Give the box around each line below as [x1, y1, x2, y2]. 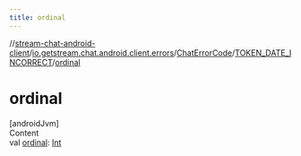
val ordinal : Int [9, 136, 62, 148]
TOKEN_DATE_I [234, 47, 292, 58]
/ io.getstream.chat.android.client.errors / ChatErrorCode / [29, 47, 236, 58]
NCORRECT [9, 56, 53, 67]
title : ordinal [9, 13, 66, 22]
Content [9, 127, 39, 138]
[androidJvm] [9, 117, 60, 128]
